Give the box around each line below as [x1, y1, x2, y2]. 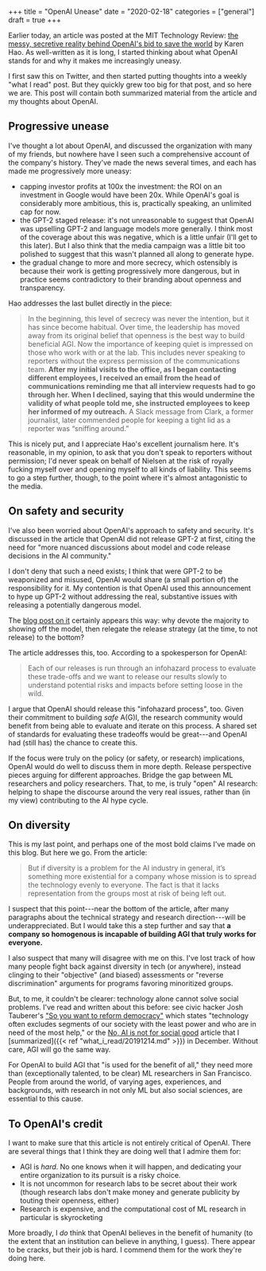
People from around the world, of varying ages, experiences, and [8, 1077, 222, 1086]
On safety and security [8, 504, 125, 518]
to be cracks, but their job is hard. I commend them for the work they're [8, 1245, 242, 1255]
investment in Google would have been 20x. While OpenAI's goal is [19, 190, 240, 200]
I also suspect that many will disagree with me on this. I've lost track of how [8, 954, 256, 963]
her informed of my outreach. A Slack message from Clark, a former [27, 406, 254, 416]
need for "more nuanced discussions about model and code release [8, 542, 231, 552]
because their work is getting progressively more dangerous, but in [19, 266, 240, 275]
